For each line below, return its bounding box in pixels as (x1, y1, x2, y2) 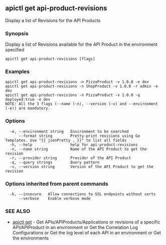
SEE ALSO (5, 207, 31, 214)
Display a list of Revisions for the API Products (5, 17, 101, 23)
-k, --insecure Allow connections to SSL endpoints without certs (10, 192, 156, 197)
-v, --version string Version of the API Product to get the (10, 164, 154, 169)
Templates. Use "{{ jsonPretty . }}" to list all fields (5, 138, 127, 143)
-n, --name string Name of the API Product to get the (10, 146, 147, 151)
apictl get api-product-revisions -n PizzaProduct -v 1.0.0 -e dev (5, 79, 149, 85)
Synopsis (5, 30, 29, 37)
